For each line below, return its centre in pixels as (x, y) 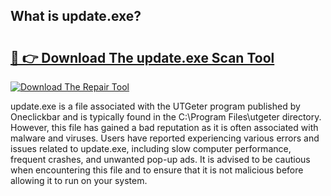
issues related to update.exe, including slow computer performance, (151, 148)
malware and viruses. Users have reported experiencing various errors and (165, 138)
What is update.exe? (76, 16)
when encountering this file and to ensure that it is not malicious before (157, 170)
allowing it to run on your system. (79, 180)
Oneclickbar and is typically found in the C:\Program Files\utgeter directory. (166, 117)
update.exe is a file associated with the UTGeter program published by (155, 106)
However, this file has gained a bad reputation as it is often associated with (164, 127)
